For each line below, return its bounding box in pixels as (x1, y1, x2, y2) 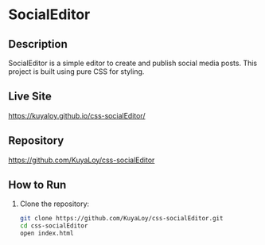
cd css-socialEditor (19, 222, 88, 230)
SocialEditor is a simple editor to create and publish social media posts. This (8, 58, 258, 68)
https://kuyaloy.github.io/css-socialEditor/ (8, 111, 146, 120)
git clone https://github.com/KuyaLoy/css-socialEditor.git (19, 215, 224, 223)
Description (8, 37, 68, 51)
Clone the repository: (19, 199, 90, 208)
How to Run (8, 178, 67, 192)
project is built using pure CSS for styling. (8, 67, 145, 76)
